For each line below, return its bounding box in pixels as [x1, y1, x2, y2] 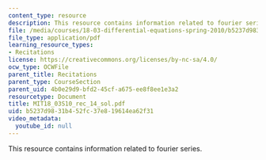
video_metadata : [8, 115, 62, 123]
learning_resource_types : [8, 41, 93, 49]
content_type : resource [8, 11, 87, 20]
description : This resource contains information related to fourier [8, 19, 243, 27]
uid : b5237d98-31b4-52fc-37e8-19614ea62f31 [8, 108, 154, 116]
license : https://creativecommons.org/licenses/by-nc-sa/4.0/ [8, 56, 218, 64]
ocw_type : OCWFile [8, 63, 69, 71]
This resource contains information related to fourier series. [8, 143, 203, 153]
